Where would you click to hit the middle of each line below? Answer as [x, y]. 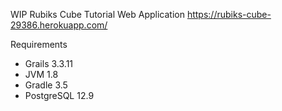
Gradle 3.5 [46, 85]
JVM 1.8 [41, 74]
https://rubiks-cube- [229, 14]
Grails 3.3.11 [49, 63]
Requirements [39, 44]
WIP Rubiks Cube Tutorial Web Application [97, 14]
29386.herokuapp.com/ [59, 25]
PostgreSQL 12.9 [59, 95]
